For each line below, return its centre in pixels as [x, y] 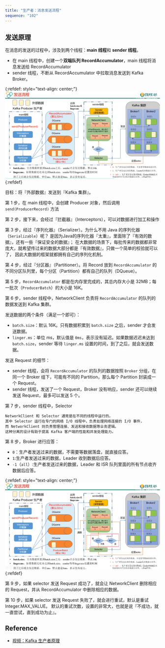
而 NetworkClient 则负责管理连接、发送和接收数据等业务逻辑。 [62, 426]
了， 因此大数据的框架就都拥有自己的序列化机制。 [55, 254]
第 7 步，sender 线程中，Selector [39, 406]
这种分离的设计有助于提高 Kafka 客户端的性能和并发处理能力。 [60, 432]
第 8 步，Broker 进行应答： [32, 441]
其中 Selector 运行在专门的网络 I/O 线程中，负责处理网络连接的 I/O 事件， [75, 421]
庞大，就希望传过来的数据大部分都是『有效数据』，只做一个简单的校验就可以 [82, 248]
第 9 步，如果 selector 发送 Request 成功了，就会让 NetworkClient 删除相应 [81, 583]
